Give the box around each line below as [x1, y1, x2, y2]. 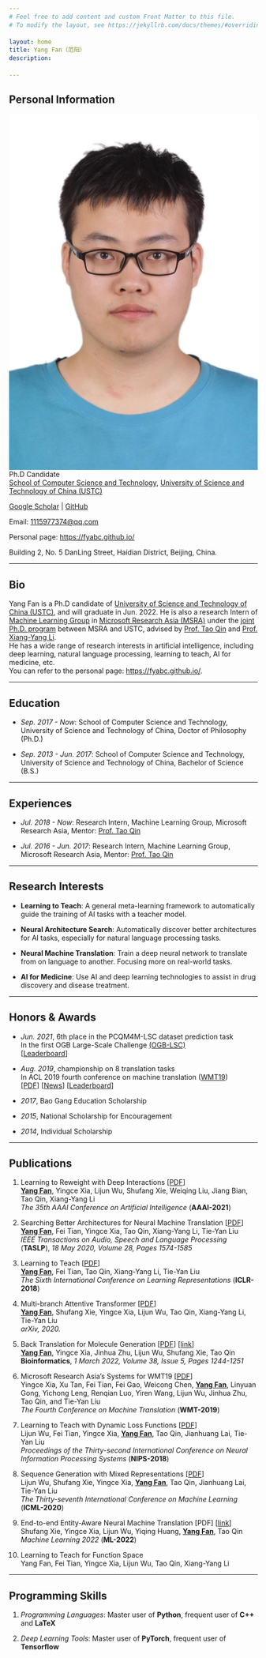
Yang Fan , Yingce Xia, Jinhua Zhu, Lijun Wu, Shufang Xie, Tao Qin [20, 1348, 236, 1358]
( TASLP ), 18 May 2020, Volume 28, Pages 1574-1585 [20, 1243, 193, 1253]
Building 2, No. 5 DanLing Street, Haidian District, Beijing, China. [9, 547, 218, 557]
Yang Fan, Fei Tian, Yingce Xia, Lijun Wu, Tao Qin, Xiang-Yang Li [20, 1558, 230, 1568]
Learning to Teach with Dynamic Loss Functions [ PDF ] [20, 1420, 198, 1430]
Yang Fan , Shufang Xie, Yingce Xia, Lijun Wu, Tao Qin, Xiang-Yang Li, [20, 1307, 247, 1317]
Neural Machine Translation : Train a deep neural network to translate [20, 948, 248, 957]
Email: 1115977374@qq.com [9, 517, 99, 527]
